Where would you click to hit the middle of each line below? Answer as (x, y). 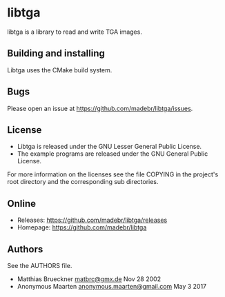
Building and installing (56, 53)
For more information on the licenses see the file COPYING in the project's (113, 174)
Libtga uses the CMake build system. (60, 70)
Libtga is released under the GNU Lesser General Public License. (109, 147)
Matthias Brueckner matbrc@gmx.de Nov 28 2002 (89, 279)
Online (22, 204)
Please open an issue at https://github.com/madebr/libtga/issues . (100, 108)
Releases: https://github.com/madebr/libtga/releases (92, 220)
